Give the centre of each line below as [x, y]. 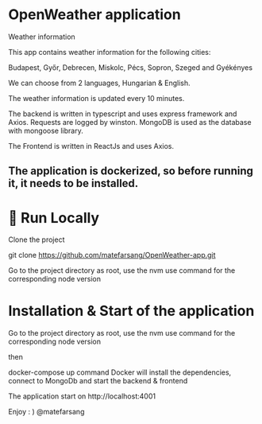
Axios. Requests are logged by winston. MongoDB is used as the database [130, 122]
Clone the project [37, 239]
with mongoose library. [46, 130]
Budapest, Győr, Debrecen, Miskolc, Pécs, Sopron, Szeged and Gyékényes [130, 67]
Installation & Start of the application [131, 311]
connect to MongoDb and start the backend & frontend [98, 381]
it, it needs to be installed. [73, 183]
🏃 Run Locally [54, 218]
